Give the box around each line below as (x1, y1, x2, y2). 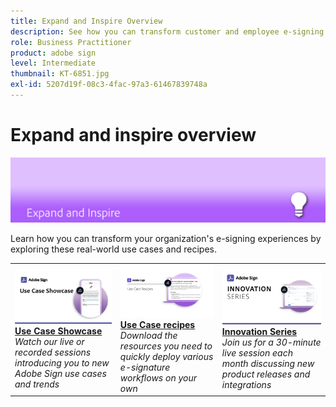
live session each (221, 346, 293, 359)
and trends (14, 378, 60, 390)
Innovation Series (221, 325, 298, 337)
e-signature (119, 361, 171, 373)
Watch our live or (14, 335, 85, 347)
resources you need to (119, 340, 213, 352)
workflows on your (119, 371, 198, 384)
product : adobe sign (10, 48, 97, 58)
